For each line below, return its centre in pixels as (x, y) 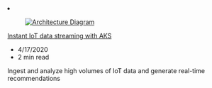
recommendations (34, 78)
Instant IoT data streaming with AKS (60, 36)
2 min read (33, 57)
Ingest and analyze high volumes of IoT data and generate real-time (106, 71)
